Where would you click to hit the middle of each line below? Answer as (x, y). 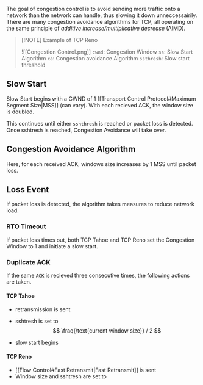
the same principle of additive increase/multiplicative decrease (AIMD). (96, 28)
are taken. (19, 282)
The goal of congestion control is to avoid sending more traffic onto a (94, 9)
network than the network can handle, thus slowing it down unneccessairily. (102, 15)
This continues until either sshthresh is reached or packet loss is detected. (100, 123)
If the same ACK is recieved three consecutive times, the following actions (98, 275)
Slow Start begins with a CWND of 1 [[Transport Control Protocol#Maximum (101, 99)
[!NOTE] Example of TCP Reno (59, 40)
